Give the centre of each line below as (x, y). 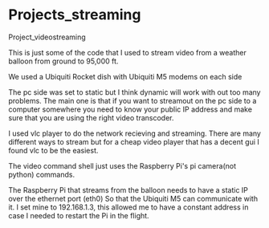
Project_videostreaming (47, 37)
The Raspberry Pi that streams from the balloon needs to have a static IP (128, 189)
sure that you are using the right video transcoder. (91, 117)
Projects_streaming (75, 15)
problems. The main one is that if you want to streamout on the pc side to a (132, 100)
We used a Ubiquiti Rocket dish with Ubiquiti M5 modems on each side (125, 76)
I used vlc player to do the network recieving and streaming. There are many (134, 133)
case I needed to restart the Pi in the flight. (79, 215)
